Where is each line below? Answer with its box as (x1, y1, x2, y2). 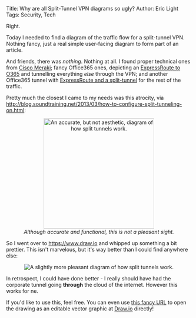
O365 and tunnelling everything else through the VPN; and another (6, 71, 168, 77)
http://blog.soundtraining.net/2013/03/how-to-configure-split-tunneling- (6, 101, 182, 108)
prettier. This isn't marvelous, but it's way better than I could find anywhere (6, 246, 188, 253)
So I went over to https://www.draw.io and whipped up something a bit (6, 240, 177, 246)
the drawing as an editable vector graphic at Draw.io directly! (6, 305, 154, 312)
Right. (6, 23, 21, 29)
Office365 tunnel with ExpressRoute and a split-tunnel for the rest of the (6, 76, 181, 83)
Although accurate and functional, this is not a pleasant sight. (23, 229, 175, 235)
